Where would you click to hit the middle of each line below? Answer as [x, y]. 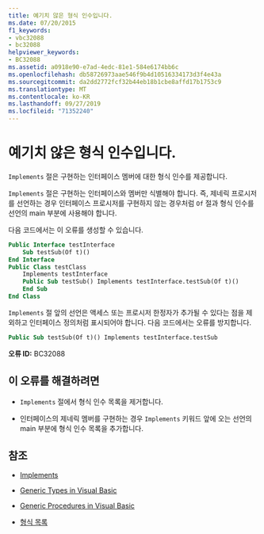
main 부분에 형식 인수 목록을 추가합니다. [82, 428]
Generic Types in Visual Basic [68, 490]
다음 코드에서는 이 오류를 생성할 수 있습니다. [76, 230]
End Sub [35, 289]
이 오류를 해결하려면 [54, 381]
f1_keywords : [30, 30]
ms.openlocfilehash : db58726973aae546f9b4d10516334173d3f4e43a [115, 74]
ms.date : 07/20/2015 [42, 23]
